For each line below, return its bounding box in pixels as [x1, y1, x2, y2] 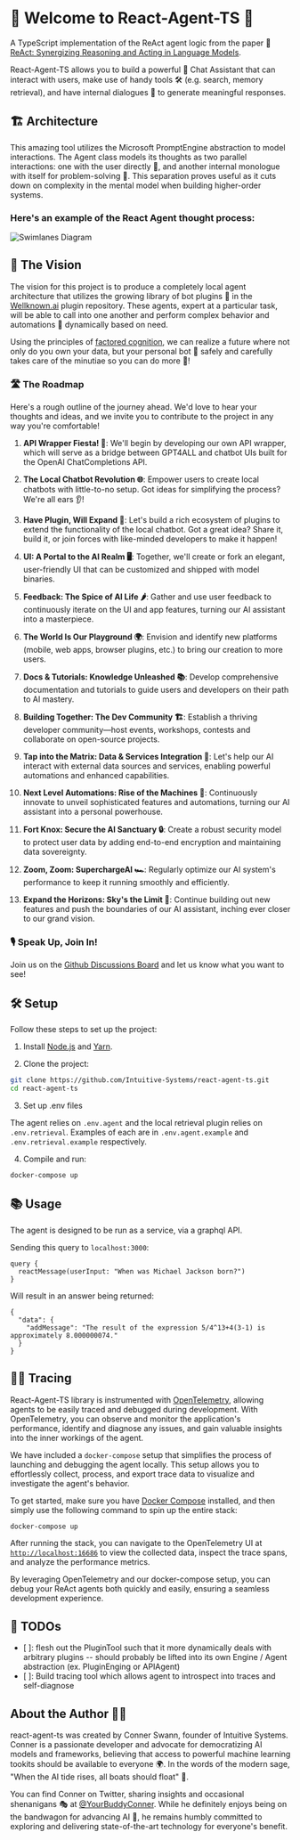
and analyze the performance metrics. [10, 1557, 150, 1567]
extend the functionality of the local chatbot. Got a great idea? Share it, [22, 525, 284, 535]
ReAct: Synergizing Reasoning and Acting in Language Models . [10, 46, 241, 57]
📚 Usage [10, 1197, 62, 1212]
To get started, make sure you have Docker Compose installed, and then [10, 1495, 275, 1506]
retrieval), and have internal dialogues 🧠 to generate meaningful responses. [10, 86, 287, 97]
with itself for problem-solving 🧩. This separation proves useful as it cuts [10, 170, 277, 181]
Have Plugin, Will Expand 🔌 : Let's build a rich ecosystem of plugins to [22, 515, 280, 525]
